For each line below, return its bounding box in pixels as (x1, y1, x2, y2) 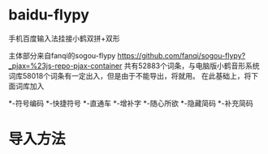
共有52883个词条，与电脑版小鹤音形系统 (123, 61, 260, 71)
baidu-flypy (8, 6, 89, 24)
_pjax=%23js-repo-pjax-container (8, 61, 123, 71)
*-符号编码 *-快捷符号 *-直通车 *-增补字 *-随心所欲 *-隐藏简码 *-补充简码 (8, 98, 253, 108)
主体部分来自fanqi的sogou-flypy (8, 50, 116, 60)
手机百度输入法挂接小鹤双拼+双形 (8, 33, 120, 43)
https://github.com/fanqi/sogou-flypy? (117, 50, 246, 60)
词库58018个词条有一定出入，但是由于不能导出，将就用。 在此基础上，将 (8, 71, 252, 80)
